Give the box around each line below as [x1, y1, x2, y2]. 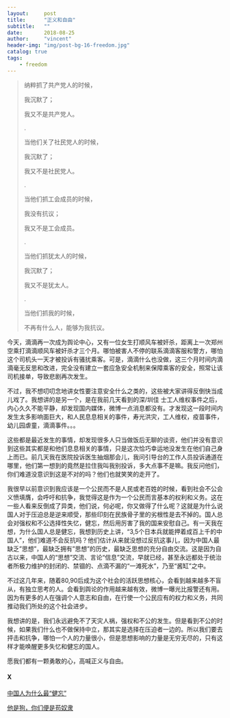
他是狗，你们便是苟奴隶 [7, 704, 73, 712]
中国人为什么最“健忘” [7, 689, 67, 697]
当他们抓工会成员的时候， [23, 195, 97, 203]
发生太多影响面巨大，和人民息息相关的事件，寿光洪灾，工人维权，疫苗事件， [7, 412, 223, 420]
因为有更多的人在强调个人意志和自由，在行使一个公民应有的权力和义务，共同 [7, 593, 223, 601]
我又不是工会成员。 [23, 224, 79, 232]
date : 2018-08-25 [7, 29, 75, 36]
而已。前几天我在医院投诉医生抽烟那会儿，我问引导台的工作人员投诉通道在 [12, 453, 223, 461]
